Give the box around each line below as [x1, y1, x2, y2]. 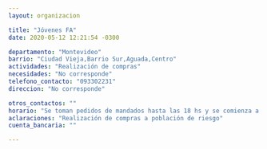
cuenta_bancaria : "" [8, 121, 78, 130]
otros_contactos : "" [8, 99, 78, 108]
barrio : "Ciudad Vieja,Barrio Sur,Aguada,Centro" [8, 55, 177, 64]
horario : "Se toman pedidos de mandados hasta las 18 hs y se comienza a [8, 107, 260, 115]
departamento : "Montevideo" [8, 48, 102, 56]
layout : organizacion [8, 11, 81, 20]
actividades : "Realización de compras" [8, 63, 141, 71]
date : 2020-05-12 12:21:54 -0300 [8, 33, 120, 41]
